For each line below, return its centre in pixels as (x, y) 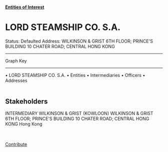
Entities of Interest (25, 7)
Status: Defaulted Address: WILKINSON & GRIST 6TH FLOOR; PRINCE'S (79, 41)
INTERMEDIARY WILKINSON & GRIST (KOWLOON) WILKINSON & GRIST (79, 113)
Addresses (16, 80)
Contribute (16, 144)
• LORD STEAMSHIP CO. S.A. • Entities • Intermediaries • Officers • (75, 75)
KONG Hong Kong (24, 124)
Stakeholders (26, 101)
